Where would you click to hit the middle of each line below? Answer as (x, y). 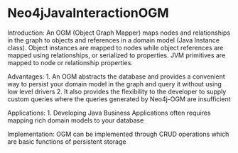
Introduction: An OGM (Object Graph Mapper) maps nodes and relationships (119, 33)
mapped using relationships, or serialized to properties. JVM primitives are (117, 55)
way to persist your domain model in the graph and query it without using (115, 84)
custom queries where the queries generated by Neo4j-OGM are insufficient (119, 99)
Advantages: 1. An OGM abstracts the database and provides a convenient (116, 76)
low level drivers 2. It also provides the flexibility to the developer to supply (117, 91)
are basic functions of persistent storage (67, 141)
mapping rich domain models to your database (76, 120)
